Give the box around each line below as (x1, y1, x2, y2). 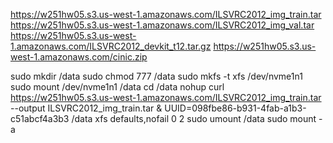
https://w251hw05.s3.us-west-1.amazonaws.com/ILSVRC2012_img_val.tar (10, 19, 315, 31)
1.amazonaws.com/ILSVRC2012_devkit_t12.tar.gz (10, 40, 212, 52)
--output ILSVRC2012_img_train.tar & (10, 102, 163, 114)
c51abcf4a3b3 (10, 113, 70, 124)
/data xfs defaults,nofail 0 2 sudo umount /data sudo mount (71, 113, 317, 124)
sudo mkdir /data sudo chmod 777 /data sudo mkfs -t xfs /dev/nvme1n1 (10, 70, 303, 82)
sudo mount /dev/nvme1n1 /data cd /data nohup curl (10, 81, 225, 93)
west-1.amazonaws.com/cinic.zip (10, 51, 148, 63)
